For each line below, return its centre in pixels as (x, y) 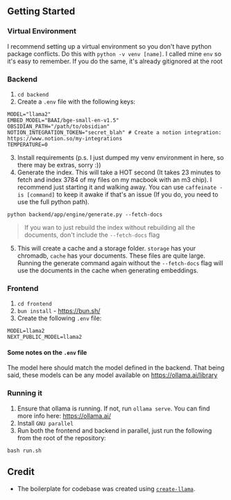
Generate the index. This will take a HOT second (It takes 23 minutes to (119, 172)
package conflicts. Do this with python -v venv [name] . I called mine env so (114, 53)
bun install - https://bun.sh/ (59, 311)
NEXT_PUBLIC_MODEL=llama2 (44, 337)
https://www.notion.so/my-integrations (65, 138)
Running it (25, 393)
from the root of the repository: (61, 437)
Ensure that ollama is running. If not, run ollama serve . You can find (113, 408)
